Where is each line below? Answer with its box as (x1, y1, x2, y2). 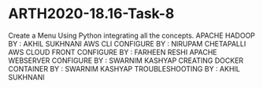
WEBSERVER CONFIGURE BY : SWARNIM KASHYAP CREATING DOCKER (8, 56, 244, 65)
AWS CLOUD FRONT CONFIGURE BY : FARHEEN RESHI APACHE (8, 47, 217, 57)
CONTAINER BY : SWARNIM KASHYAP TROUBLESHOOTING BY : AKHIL (8, 64, 240, 73)
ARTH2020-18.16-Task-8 (8, 5, 175, 23)
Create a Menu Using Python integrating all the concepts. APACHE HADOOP (8, 31, 256, 40)
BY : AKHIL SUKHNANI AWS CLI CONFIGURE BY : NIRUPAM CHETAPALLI (8, 38, 246, 48)
